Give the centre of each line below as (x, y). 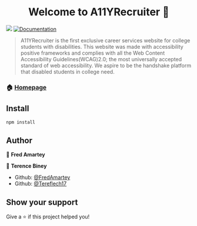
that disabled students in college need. (67, 72)
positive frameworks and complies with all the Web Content (93, 53)
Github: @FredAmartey (42, 177)
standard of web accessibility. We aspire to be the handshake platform (106, 65)
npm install (21, 122)
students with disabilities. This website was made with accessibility (102, 46)
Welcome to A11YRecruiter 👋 (99, 12)
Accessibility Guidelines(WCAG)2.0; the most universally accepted (101, 59)
